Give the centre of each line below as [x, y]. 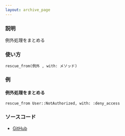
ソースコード [21, 117]
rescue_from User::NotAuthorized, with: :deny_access [63, 103]
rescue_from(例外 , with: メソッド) [41, 66]
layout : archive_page [28, 10]
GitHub [20, 128]
